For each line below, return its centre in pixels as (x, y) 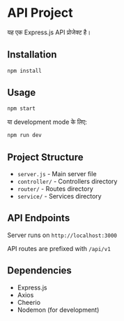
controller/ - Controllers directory (67, 181)
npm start (22, 109)
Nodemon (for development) (58, 310)
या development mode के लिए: (47, 122)
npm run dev (24, 135)
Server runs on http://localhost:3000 (62, 235)
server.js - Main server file (57, 174)
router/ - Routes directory (55, 189)
